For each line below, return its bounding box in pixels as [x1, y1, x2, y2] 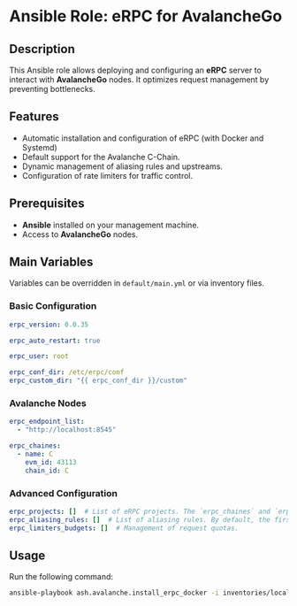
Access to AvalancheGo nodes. [21, 228, 139, 240]
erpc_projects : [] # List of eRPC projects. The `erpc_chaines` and [9, 507, 271, 516]
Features [9, 109, 59, 125]
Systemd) [21, 142, 57, 152]
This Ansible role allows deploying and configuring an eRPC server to [9, 65, 263, 75]
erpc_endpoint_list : [9, 418, 86, 426]
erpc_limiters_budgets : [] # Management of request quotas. [9, 524, 240, 533]
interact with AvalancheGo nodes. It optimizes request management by [9, 74, 270, 85]
